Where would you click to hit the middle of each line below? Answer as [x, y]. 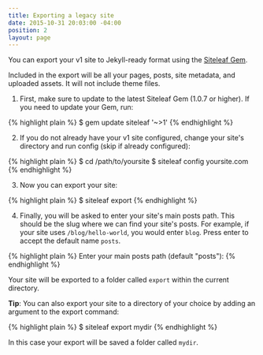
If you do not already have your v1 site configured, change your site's [131, 138]
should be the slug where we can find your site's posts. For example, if [134, 224]
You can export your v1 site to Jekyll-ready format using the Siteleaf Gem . [128, 60]
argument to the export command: [64, 312]
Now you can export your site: [69, 185]
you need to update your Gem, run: [76, 107]
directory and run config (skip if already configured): [105, 146]
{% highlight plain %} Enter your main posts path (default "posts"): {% [122, 256]
